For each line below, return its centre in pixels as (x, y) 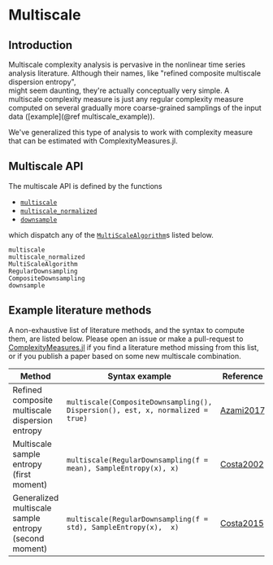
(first (22, 474)
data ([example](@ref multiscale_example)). (82, 116)
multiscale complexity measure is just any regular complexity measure (126, 99)
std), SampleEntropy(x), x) (123, 527)
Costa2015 (242, 523)
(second (28, 538)
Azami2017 (243, 410)
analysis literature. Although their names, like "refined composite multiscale (135, 73)
